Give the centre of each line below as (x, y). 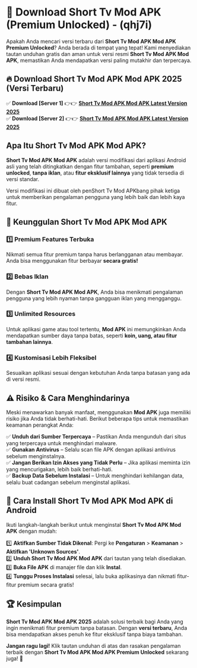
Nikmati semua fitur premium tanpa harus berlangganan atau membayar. (95, 254)
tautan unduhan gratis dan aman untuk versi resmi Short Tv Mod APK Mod (98, 54)
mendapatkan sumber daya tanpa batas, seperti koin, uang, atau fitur (92, 335)
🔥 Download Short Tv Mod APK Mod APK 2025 (94, 79)
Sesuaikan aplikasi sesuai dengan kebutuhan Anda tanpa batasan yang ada (98, 373)
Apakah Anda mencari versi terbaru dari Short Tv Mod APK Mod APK (91, 41)
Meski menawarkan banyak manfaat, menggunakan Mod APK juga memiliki (99, 412)
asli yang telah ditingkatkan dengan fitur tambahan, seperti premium (90, 166)
